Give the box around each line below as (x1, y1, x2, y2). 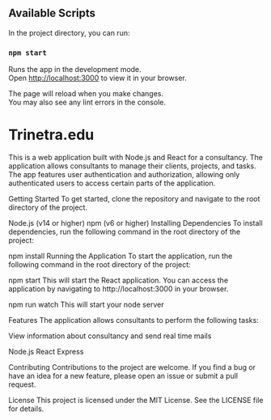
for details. (8, 404, 44, 414)
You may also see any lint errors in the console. (8, 97, 166, 108)
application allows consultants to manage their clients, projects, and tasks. (8, 161, 256, 171)
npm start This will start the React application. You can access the (8, 275, 229, 286)
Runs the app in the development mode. (8, 65, 142, 74)
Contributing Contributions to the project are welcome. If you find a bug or (8, 363, 256, 372)
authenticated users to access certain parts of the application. (8, 178, 216, 189)
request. (8, 380, 36, 389)
